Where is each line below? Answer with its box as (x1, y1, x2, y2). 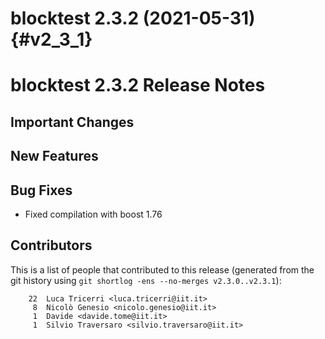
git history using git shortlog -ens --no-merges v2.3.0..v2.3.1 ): (10, 274, 282, 286)
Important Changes (10, 113, 135, 131)
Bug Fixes (10, 182, 73, 199)
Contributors (10, 237, 93, 254)
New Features (10, 148, 99, 165)
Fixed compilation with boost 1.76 (24, 208, 163, 220)
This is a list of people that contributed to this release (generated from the (10, 263, 315, 276)
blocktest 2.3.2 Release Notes (10, 74, 266, 97)
